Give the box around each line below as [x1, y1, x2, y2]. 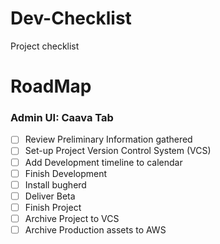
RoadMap [10, 75, 92, 98]
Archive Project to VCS [24, 212, 120, 224]
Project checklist [10, 40, 80, 52]
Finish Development [24, 167, 108, 179]
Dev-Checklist [10, 7, 132, 30]
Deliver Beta [24, 190, 76, 202]
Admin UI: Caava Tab [10, 111, 114, 125]
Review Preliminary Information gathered [24, 133, 193, 146]
